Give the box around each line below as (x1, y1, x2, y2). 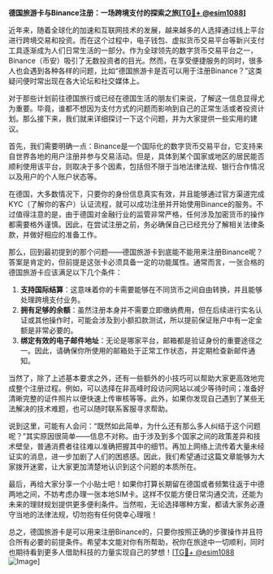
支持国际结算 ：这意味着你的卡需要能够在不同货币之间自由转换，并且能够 (19, 285, 262, 294)
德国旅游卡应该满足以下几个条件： (8, 268, 123, 277)
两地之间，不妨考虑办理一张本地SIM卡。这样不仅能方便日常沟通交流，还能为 (8, 489, 264, 499)
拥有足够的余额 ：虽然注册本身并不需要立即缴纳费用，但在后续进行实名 (19, 305, 256, 314)
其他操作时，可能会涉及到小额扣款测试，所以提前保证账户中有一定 (34, 315, 256, 325)
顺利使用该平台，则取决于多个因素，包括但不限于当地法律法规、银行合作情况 (8, 162, 265, 171)
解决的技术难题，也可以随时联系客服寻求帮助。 (15, 404, 172, 414)
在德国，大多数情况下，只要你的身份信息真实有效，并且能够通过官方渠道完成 (8, 189, 265, 199)
